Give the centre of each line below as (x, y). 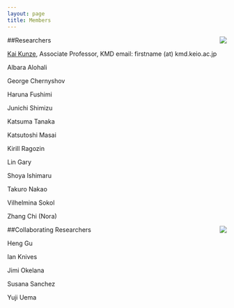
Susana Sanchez (31, 284)
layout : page (26, 14)
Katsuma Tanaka (31, 121)
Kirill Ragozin (26, 148)
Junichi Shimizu (30, 108)
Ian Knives (22, 256)
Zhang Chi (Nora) (32, 216)
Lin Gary (19, 162)
